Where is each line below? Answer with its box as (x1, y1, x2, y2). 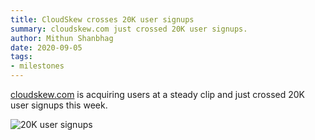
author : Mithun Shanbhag (10, 33, 114, 43)
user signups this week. (10, 99, 108, 111)
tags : (10, 52, 33, 62)
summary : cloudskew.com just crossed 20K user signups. (10, 24, 248, 34)
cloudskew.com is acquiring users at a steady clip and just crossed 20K (10, 89, 305, 100)
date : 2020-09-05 (10, 42, 83, 53)
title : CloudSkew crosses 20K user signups (10, 14, 195, 25)
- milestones (10, 61, 65, 71)
